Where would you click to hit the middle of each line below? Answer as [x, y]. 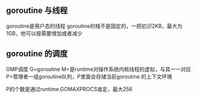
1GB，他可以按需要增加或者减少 [44, 33]
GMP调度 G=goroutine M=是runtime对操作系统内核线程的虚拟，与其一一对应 [98, 69]
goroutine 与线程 [37, 11]
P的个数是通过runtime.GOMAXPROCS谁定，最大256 [69, 89]
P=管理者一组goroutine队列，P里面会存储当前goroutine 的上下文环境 [89, 76]
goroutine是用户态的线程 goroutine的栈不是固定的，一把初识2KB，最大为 [94, 26]
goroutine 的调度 [37, 54]
